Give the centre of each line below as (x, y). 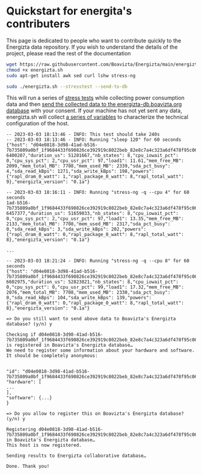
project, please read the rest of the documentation (69, 53)
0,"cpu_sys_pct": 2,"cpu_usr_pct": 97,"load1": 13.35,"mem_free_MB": (95, 219)
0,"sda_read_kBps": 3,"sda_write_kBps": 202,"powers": (76, 229)
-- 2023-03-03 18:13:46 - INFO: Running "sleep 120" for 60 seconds (94, 140)
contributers (38, 24)
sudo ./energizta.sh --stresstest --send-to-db (67, 86)
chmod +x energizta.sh (35, 70)
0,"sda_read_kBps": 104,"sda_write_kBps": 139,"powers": (79, 298)
